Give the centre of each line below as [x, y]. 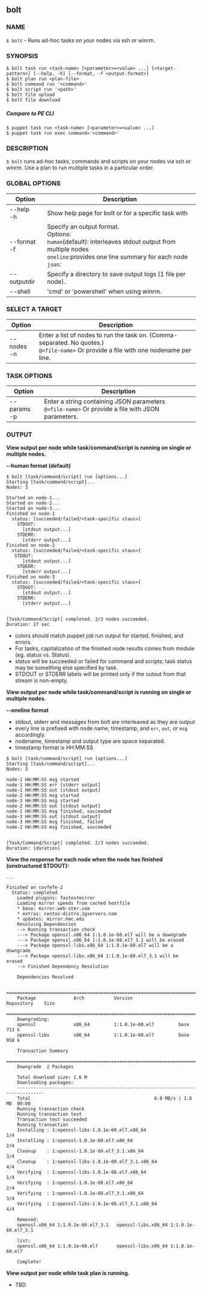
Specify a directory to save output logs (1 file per [116, 274]
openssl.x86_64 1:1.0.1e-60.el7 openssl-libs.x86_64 [93, 1246]
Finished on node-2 [31, 546]
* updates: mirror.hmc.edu [51, 919]
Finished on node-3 [31, 577]
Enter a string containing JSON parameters [105, 401]
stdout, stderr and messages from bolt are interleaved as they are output [105, 722]
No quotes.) [87, 342]
